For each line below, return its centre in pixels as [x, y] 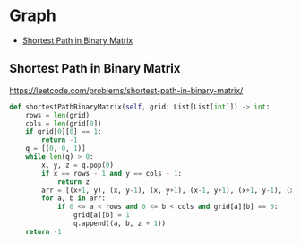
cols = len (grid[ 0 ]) [64, 123]
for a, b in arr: [73, 198]
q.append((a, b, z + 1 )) [120, 223]
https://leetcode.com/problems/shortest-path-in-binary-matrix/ [126, 90]
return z [73, 182]
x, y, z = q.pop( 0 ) [78, 165]
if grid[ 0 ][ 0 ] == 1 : [64, 132]
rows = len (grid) [58, 115]
